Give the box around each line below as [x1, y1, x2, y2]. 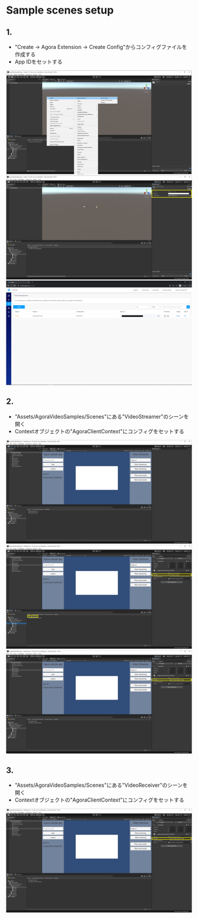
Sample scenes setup [6, 4, 114, 17]
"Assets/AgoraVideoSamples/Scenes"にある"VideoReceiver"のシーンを [14, 781, 188, 789]
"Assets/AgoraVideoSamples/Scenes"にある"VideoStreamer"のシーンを [14, 413, 189, 420]
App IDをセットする [14, 58, 63, 65]
